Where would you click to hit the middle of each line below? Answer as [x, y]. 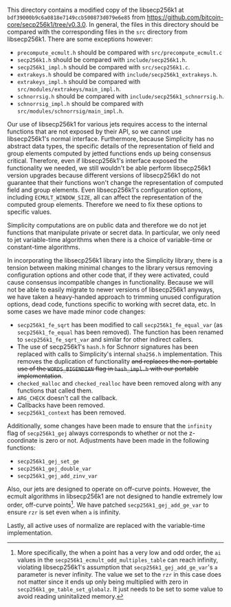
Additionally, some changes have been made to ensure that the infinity [110, 426]
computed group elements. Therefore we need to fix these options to [105, 205]
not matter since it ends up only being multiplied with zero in [103, 582]
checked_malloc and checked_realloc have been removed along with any [119, 383]
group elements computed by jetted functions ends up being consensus [109, 153]
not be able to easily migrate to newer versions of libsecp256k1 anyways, [111, 289]
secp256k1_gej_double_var [54, 469]
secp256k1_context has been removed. [71, 412]
